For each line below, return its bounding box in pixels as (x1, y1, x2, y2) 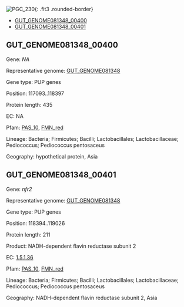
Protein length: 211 (6, 231, 51, 238)
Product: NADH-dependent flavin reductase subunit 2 (6, 242, 136, 249)
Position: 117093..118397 (6, 90, 65, 97)
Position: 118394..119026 (6, 220, 65, 227)
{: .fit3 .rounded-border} (34, 6, 93, 12)
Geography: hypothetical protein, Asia (6, 153, 98, 160)
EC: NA (6, 112, 24, 120)
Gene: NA (6, 56, 30, 63)
